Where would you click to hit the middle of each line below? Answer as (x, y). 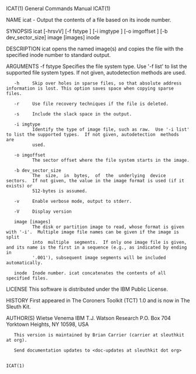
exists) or (19, 186)
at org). (17, 340)
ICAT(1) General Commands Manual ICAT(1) (59, 8)
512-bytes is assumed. (60, 191)
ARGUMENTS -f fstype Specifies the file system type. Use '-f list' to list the (97, 66)
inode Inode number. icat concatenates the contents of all (90, 273)
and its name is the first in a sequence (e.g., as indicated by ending (97, 247)
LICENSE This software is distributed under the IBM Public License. (87, 289)
